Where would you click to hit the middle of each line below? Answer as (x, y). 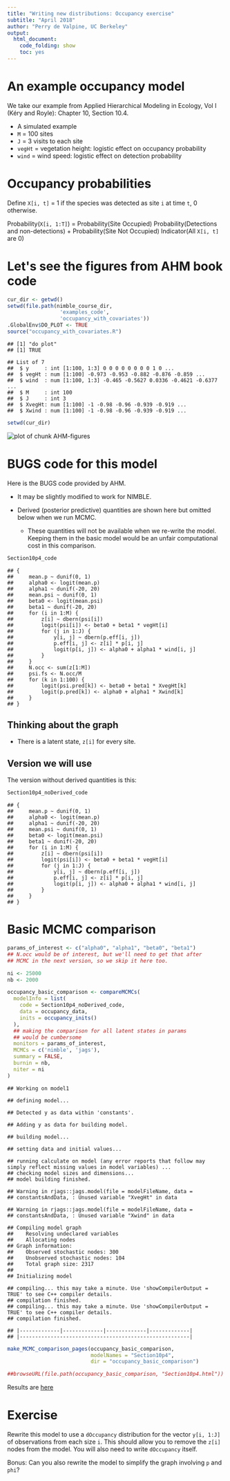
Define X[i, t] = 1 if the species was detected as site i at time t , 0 (103, 203)
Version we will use (50, 763)
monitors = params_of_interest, (60, 1044)
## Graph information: (40, 1246)
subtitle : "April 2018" (41, 20)
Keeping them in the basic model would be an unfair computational (123, 538)
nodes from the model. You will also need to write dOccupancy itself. (103, 1449)
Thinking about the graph (63, 725)
